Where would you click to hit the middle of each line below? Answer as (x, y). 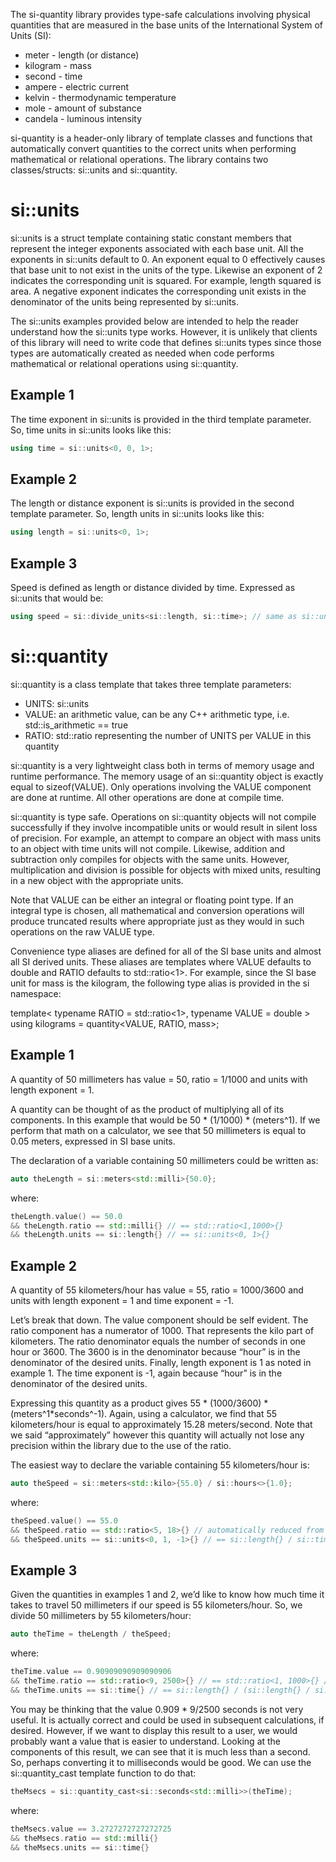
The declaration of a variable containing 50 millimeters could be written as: (164, 1160)
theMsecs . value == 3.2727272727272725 (91, 1829)
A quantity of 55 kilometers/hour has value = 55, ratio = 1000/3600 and (157, 1290)
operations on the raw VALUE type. (82, 931)
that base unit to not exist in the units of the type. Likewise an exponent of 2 (166, 270)
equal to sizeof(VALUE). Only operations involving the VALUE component (161, 786)
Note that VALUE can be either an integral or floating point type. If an (152, 900)
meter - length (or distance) (82, 55)
